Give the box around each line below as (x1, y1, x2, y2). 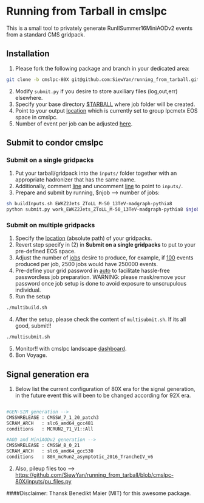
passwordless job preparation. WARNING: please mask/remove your (15, 273, 186, 281)
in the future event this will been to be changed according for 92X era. (15, 392, 191, 399)
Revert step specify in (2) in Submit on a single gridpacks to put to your (15, 241, 196, 248)
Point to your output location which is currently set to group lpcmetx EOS (15, 107, 198, 114)
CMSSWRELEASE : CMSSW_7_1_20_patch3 (6, 414, 99, 421)
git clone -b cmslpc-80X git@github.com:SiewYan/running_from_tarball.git (6, 76, 200, 83)
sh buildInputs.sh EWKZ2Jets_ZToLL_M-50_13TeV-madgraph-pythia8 (6, 201, 172, 207)
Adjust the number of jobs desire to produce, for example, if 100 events (15, 254, 194, 261)
